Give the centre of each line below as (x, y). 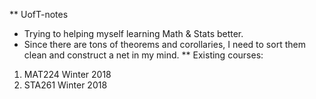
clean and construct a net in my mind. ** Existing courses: (143, 55)
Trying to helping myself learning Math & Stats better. (133, 33)
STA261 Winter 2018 (65, 85)
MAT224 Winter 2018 (67, 74)
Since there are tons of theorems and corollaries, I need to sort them (164, 44)
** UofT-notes (39, 14)
